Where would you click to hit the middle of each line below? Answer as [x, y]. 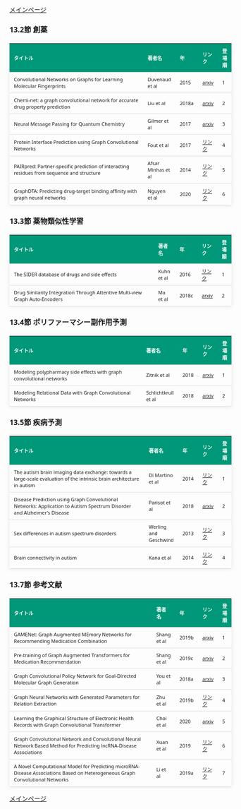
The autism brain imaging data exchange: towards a [73, 472]
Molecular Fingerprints [40, 86]
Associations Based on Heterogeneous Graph [84, 773]
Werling [158, 526]
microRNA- [128, 766]
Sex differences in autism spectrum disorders [65, 533]
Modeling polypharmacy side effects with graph [68, 372]
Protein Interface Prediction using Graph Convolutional [76, 142]
